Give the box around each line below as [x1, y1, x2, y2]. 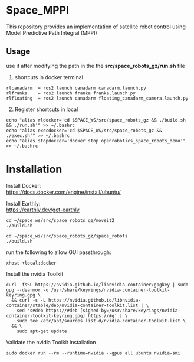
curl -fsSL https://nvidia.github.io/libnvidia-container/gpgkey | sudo [6, 282, 189, 288]
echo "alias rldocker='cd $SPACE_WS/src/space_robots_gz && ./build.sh [6, 117, 186, 123]
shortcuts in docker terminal [14, 73, 84, 80]
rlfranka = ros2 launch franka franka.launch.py [6, 90, 136, 96]
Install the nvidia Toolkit [6, 270, 64, 278]
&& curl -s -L [11, 297, 46, 303]
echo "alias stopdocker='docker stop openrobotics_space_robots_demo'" [6, 138, 186, 144]
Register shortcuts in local [14, 106, 78, 113]
